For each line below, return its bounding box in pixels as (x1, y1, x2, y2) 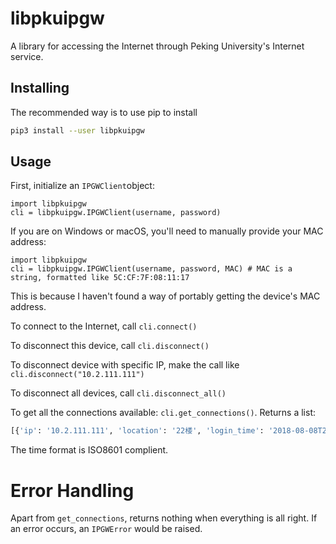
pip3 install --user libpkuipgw (10, 125, 145, 136)
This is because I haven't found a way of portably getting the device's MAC (10, 290, 321, 302)
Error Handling (10, 479, 135, 502)
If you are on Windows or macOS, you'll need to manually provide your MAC (10, 225, 324, 237)
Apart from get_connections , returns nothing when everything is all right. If (10, 512, 318, 524)
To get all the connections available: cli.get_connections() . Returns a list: (10, 407, 317, 419)
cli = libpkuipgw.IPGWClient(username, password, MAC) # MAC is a (10, 264, 293, 274)
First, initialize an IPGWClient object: (10, 180, 155, 192)
